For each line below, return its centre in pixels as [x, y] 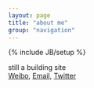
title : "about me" [38, 23]
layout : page [29, 15]
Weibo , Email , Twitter [42, 76]
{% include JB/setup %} [47, 53]
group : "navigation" [42, 30]
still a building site [37, 68]
